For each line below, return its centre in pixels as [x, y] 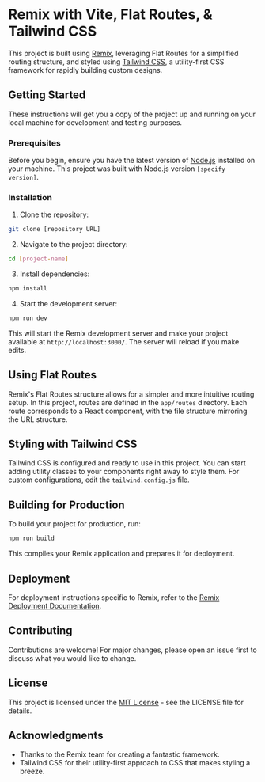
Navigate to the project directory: [74, 245]
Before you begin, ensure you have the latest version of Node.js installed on [132, 161]
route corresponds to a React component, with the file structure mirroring [128, 411]
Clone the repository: [54, 214]
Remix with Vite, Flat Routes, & [110, 15]
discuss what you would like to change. [72, 658]
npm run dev [28, 318]
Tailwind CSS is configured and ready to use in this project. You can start [127, 463]
